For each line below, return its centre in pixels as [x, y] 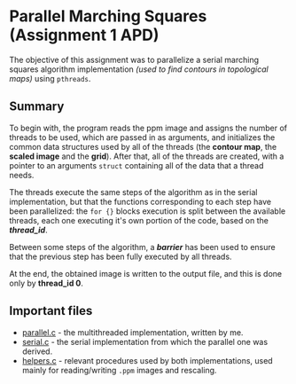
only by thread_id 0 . [47, 283]
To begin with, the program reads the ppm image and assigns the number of [148, 128]
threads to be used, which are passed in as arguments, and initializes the [142, 137]
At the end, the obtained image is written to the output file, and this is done [145, 273]
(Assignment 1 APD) [84, 35]
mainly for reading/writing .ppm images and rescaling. [119, 370]
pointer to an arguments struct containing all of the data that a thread [136, 165]
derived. [37, 351]
